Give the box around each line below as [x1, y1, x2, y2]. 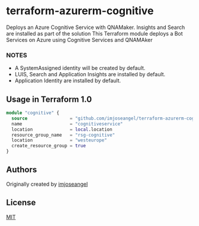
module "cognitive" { [6, 110, 60, 116]
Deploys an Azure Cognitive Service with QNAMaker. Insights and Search [6, 24, 185, 31]
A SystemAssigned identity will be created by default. [14, 64, 146, 72]
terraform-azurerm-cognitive [6, 4, 154, 18]
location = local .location [11, 126, 113, 133]
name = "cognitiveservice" [11, 121, 123, 127]
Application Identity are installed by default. [14, 77, 121, 84]
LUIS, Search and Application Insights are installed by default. [14, 71, 166, 78]
